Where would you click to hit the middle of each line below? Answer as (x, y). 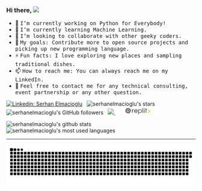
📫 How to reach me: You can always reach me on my (91, 71)
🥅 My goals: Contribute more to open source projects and (101, 43)
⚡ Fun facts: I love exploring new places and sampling (98, 56)
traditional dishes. (45, 64)
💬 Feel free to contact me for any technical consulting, (101, 86)
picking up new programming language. (72, 49)
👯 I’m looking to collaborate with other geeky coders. (98, 36)
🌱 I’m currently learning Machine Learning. (81, 29)
